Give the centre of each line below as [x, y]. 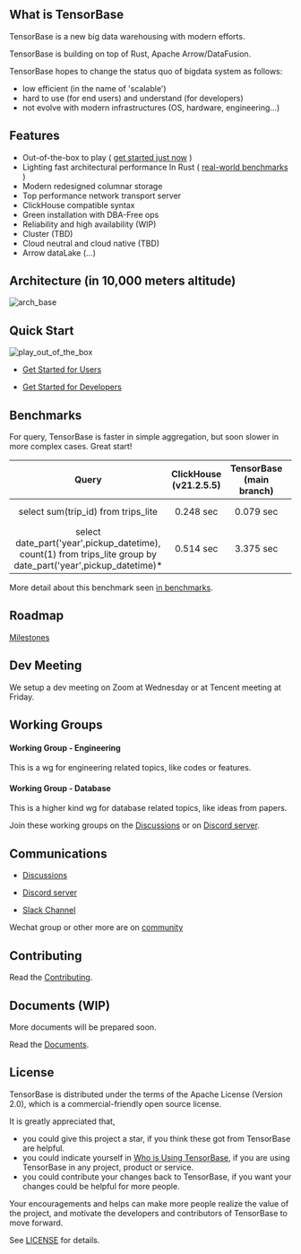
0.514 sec [196, 549]
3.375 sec [256, 549]
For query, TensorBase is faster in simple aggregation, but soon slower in [144, 437]
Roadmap [37, 616]
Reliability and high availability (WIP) [89, 224]
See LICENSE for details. [55, 1240]
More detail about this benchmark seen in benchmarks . [111, 588]
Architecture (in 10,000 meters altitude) [123, 281]
